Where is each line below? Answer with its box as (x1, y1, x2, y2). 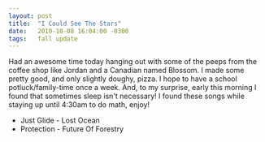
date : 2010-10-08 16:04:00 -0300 (8, 27, 129, 35)
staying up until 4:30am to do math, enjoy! (8, 100, 150, 110)
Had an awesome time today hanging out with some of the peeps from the (8, 57, 258, 67)
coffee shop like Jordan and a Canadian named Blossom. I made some (8, 66, 245, 75)
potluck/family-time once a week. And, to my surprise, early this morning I (8, 83, 257, 93)
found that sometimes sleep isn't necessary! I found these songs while (8, 91, 245, 101)
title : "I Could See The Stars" (8, 19, 122, 28)
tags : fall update (8, 34, 79, 43)
